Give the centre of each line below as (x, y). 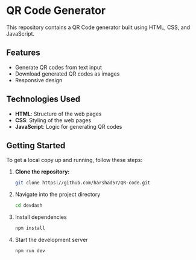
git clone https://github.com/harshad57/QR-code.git (83, 183)
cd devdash (29, 206)
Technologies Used (43, 99)
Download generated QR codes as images (67, 74)
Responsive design (39, 80)
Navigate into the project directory (58, 195)
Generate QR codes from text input (58, 67)
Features (23, 53)
